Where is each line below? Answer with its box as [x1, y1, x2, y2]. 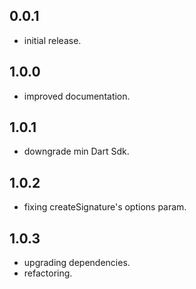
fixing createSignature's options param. [23, 201, 187, 213]
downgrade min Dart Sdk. [23, 145, 130, 158]
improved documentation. [23, 90, 131, 102]
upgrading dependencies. [23, 257, 131, 269]
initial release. [23, 34, 82, 46]
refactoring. [23, 267, 73, 279]
